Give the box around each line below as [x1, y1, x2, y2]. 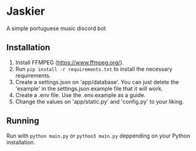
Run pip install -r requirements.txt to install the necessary [15, 65, 173, 72]
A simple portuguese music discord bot [6, 25, 106, 32]
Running [6, 115, 40, 126]
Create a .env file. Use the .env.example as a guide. [15, 91, 146, 99]
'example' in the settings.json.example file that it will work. [15, 85, 163, 92]
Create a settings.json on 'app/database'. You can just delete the [15, 78, 179, 85]
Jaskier [6, 4, 45, 18]
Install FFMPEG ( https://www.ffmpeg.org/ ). [15, 58, 124, 66]
